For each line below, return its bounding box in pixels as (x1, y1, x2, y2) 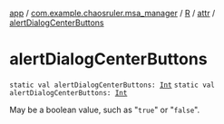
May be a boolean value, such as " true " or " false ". (9, 104, 200, 115)
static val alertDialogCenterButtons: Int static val (9, 81, 215, 90)
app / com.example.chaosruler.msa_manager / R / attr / (9, 8, 216, 18)
